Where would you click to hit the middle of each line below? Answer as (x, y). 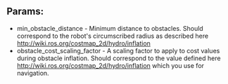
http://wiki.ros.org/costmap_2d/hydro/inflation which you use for (110, 65)
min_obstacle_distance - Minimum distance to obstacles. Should (110, 28)
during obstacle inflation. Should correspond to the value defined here (119, 58)
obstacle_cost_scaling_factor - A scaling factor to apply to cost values (118, 50)
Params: (25, 12)
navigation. (33, 73)
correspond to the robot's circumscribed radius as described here (113, 36)
